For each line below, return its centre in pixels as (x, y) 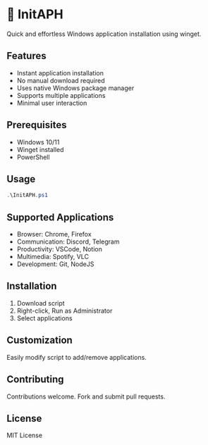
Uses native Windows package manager (75, 88)
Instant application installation (60, 73)
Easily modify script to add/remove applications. (77, 357)
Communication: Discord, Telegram (68, 242)
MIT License (25, 435)
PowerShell (33, 157)
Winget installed (40, 149)
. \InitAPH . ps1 (27, 195)
